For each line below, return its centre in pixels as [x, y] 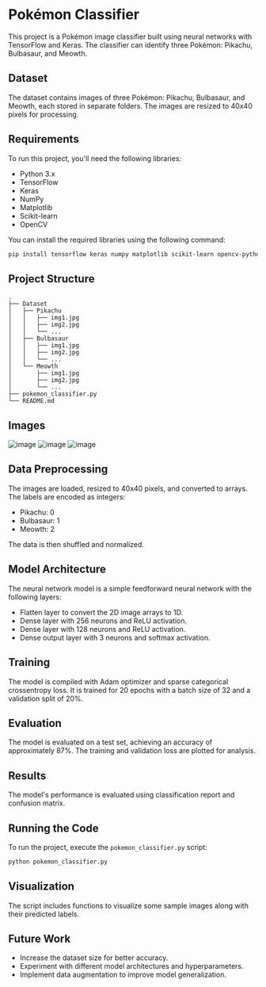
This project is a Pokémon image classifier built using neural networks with [130, 36]
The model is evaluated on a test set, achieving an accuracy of [110, 742]
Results [27, 776]
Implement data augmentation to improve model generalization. [123, 975]
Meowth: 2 [37, 529]
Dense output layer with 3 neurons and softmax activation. [115, 637]
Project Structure [51, 279]
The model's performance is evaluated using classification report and [122, 795]
